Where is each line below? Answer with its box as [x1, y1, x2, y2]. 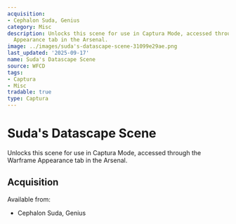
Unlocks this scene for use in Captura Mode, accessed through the [7, 148, 202, 157]
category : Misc [7, 23, 52, 30]
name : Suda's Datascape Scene [7, 56, 96, 63]
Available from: [7, 195, 51, 204]
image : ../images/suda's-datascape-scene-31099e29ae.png [7, 43, 178, 50]
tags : [7, 69, 23, 76]
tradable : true [7, 88, 52, 95]
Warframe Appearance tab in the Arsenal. [7, 156, 128, 164]
